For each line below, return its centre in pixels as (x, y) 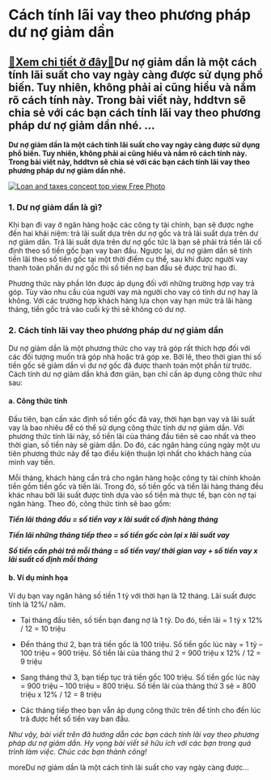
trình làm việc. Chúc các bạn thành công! (78, 752)
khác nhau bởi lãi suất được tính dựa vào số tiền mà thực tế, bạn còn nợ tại (132, 495)
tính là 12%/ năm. (37, 604)
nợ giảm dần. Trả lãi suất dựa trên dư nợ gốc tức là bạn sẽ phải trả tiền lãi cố (135, 242)
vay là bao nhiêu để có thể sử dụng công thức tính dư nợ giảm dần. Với (126, 428)
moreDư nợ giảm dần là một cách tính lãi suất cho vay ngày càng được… (129, 767)
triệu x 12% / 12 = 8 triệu (61, 695)
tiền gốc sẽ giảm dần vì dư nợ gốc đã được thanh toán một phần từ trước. (130, 365)
